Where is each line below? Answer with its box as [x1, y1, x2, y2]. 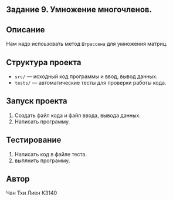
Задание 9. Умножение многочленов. [6, 5, 152, 15]
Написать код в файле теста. [14, 150, 87, 158]
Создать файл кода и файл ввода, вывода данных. [14, 112, 141, 119]
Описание [6, 25, 45, 35]
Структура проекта [6, 57, 82, 67]
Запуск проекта [6, 96, 67, 106]
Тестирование [6, 135, 62, 145]
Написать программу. [14, 118, 70, 125]
